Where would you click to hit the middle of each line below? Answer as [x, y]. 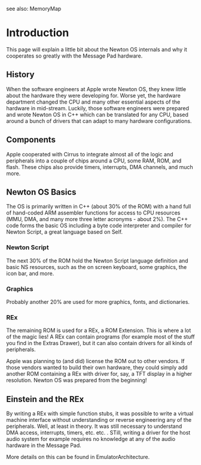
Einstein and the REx [45, 399]
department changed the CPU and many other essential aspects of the [93, 102]
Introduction [38, 33]
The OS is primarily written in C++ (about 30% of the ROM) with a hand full [99, 207]
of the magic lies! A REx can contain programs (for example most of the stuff [100, 337]
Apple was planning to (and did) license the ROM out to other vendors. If [95, 361]
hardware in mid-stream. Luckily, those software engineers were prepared [98, 108]
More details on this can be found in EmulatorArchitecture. [78, 457]
